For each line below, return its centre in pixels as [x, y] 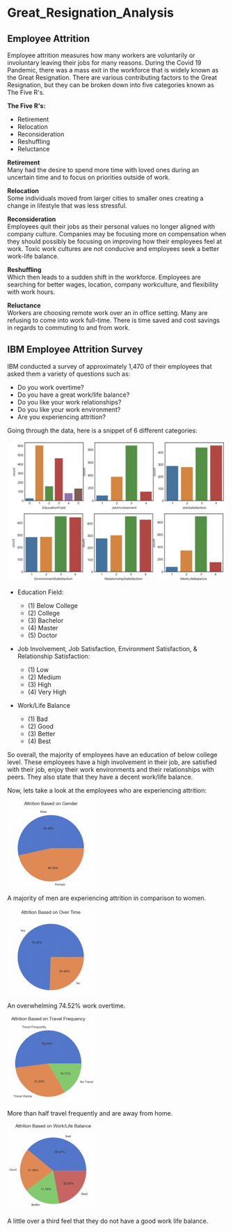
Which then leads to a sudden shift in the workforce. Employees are [104, 277]
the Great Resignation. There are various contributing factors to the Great [112, 77]
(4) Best [39, 741]
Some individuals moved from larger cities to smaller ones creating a [105, 198]
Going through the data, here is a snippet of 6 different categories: [102, 430]
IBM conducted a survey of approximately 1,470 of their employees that [110, 366]
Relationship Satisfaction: [54, 656]
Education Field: [40, 592]
